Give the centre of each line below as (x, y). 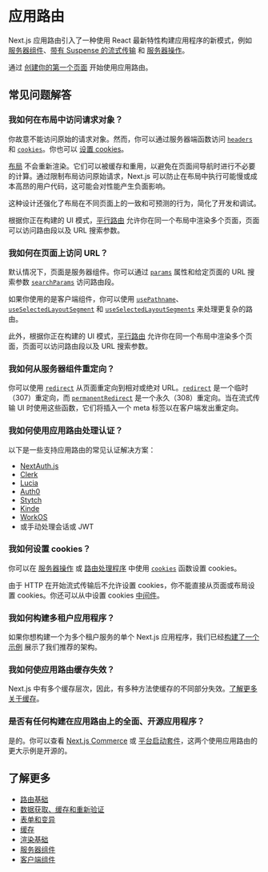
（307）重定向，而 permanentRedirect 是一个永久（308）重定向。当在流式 (131, 398)
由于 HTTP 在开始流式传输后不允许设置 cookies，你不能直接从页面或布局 (128, 585)
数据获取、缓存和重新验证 (62, 809)
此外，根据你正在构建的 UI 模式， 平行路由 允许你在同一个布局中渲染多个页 (130, 336)
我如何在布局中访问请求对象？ (66, 120)
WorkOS (34, 517)
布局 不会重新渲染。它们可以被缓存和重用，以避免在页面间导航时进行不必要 (132, 166)
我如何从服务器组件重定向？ (62, 368)
